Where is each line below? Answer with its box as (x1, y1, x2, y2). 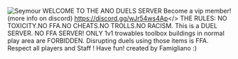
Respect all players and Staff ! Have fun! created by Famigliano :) (7, 44, 198, 52)
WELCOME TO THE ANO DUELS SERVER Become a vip (42, 7, 204, 15)
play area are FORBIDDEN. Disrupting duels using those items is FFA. (7, 37, 209, 45)
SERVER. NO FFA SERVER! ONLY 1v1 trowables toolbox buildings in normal (7, 29, 225, 37)
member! (205, 7, 232, 15)
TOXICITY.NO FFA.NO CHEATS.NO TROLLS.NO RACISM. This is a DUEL (7, 22, 218, 29)
